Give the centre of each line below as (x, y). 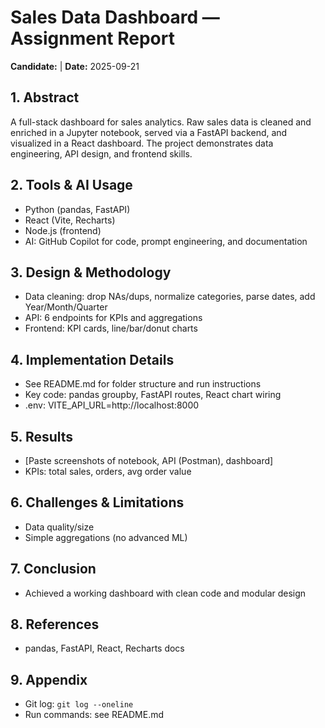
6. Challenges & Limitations (97, 502)
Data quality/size (59, 527)
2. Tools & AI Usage (71, 185)
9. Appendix (49, 679)
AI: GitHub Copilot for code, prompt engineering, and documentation (166, 241)
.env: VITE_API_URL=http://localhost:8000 (112, 405)
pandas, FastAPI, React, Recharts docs (104, 648)
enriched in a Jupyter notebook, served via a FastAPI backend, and (149, 132)
